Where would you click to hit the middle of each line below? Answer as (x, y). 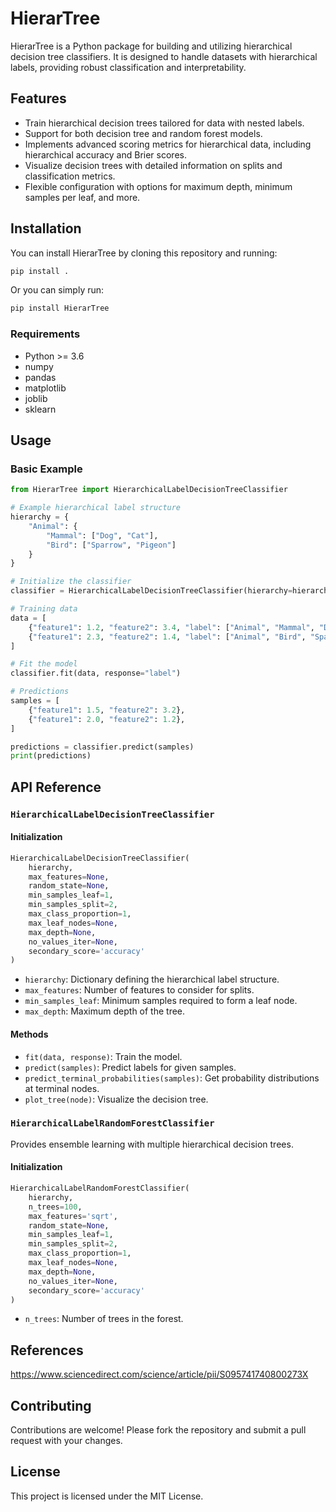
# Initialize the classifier (71, 582)
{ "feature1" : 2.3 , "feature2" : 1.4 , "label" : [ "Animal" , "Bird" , (167, 637)
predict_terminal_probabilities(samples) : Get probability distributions (172, 1078)
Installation (46, 228)
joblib (36, 398)
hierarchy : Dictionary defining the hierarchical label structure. (152, 979)
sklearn (40, 409)
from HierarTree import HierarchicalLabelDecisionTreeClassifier (149, 490)
